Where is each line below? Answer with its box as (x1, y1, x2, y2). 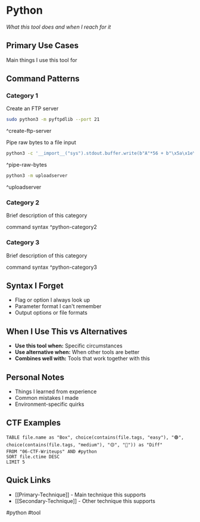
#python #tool (6, 509, 41, 516)
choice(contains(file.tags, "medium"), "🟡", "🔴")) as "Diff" (6, 442, 162, 448)
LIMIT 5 (6, 459, 26, 465)
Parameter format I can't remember (14, 303, 102, 310)
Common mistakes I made (14, 394, 79, 402)
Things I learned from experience (14, 388, 97, 395)
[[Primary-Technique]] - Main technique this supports (14, 491, 146, 498)
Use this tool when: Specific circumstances (14, 342, 123, 349)
